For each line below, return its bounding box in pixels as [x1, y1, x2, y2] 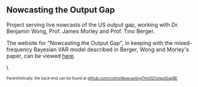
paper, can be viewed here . [6, 52, 75, 60]
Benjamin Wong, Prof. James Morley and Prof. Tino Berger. [6, 27, 155, 35]
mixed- [174, 39, 192, 46]
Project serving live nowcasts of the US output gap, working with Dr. [6, 21, 179, 28]
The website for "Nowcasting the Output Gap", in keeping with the [6, 39, 173, 46]
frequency [6, 46, 32, 53]
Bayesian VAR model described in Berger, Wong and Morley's [33, 46, 189, 53]
